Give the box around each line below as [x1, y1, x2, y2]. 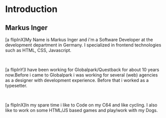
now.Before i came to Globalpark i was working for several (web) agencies [5, 72, 158, 78]
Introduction [5, 3, 58, 15]
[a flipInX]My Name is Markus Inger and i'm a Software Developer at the [5, 36, 153, 42]
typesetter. [5, 82, 27, 88]
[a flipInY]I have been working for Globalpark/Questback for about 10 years [5, 66, 160, 72]
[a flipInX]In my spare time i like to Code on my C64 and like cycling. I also [5, 102, 158, 108]
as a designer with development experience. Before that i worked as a [5, 77, 149, 83]
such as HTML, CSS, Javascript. [5, 47, 71, 53]
